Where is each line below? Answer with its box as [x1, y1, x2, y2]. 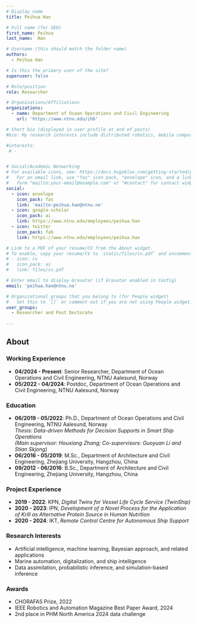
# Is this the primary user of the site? [6, 67, 109, 73]
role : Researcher [6, 89, 49, 95]
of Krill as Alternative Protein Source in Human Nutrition [14, 511, 150, 518]
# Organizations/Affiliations [6, 100, 80, 105]
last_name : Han [6, 36, 46, 42]
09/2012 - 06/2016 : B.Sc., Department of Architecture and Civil [14, 464, 169, 471]
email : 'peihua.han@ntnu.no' [6, 282, 77, 289]
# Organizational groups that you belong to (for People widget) [6, 294, 169, 299]
